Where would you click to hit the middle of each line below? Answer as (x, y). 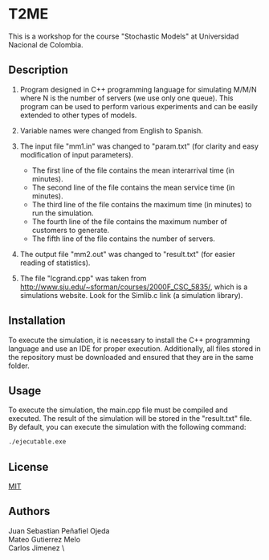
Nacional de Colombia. (46, 44)
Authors (29, 511)
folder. (19, 366)
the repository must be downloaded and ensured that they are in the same (131, 357)
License (29, 467)
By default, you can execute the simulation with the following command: (127, 427)
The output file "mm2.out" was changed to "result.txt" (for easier (127, 254)
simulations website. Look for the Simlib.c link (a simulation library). (131, 295)
